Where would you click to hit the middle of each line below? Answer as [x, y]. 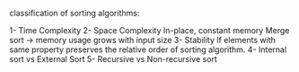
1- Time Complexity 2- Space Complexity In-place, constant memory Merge [149, 30]
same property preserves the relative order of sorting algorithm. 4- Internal [148, 49]
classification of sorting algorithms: [75, 13]
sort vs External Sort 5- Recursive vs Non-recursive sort [113, 59]
